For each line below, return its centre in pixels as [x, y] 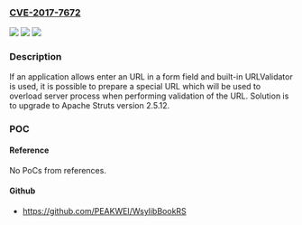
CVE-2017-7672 [45, 13]
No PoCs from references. [58, 170]
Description [36, 57]
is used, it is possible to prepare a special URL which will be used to [135, 86]
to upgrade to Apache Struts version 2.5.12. [90, 105]
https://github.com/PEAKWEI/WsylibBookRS [104, 211]
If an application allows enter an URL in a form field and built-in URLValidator [151, 76]
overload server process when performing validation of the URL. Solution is [149, 96]
